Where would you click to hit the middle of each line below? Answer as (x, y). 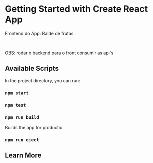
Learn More (23, 156)
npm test (16, 105)
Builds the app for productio (34, 127)
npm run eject (22, 140)
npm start (17, 93)
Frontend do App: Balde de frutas (39, 33)
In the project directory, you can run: (43, 80)
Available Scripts (32, 69)
